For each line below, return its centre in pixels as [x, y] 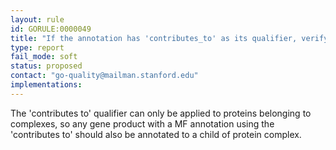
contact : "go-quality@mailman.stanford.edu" [104, 76]
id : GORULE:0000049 [51, 29]
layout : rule [37, 19]
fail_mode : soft [44, 57]
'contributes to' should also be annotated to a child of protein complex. [156, 134]
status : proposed [46, 66]
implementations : [46, 85]
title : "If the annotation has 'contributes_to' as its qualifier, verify [169, 38]
